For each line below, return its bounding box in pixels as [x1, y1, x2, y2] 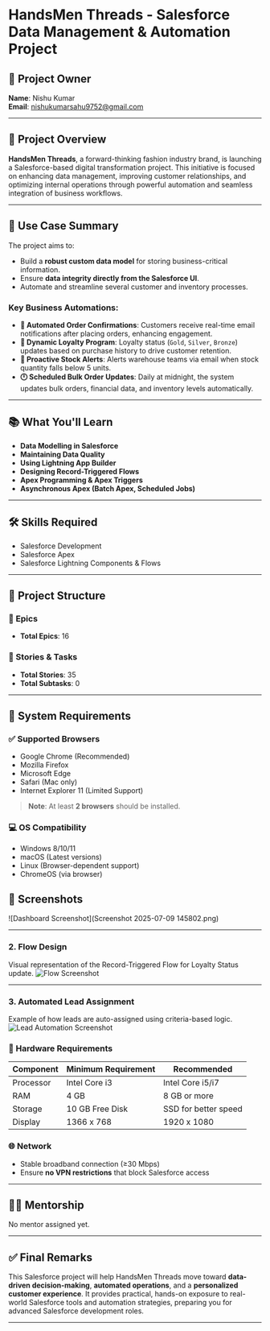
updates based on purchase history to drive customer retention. [19, 345, 231, 355]
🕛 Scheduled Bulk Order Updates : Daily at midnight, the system [19, 372, 235, 382]
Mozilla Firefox [19, 760, 69, 770]
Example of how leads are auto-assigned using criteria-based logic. [8, 1014, 233, 1023]
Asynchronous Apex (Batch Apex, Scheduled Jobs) [19, 483, 195, 493]
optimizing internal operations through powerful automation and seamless [8, 180, 253, 189]
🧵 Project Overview [8, 133, 107, 147]
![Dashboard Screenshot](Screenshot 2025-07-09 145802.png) [8, 914, 219, 924]
